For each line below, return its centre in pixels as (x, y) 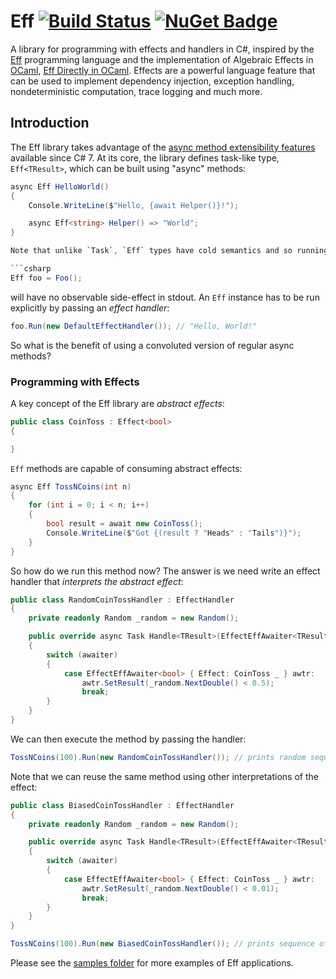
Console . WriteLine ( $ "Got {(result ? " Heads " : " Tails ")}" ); (174, 533)
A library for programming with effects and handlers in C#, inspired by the (162, 49)
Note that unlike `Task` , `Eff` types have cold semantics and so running (169, 251)
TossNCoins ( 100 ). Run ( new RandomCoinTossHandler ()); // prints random (158, 757)
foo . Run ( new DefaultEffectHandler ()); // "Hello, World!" (133, 326)
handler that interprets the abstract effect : (97, 581)
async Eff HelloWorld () (60, 186)
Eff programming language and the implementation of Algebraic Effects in (162, 59)
